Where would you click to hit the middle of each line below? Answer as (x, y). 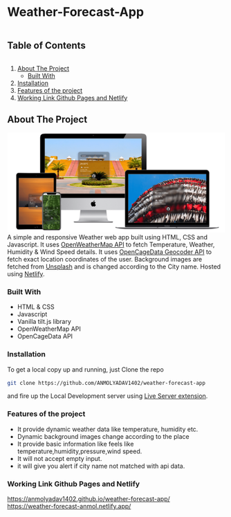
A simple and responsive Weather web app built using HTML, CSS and (107, 237)
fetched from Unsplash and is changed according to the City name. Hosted (114, 266)
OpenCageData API (45, 336)
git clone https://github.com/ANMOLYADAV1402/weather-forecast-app (107, 383)
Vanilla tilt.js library (44, 322)
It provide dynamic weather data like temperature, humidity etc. (108, 429)
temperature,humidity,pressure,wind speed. (80, 451)
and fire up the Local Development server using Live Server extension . (108, 396)
